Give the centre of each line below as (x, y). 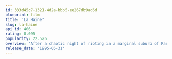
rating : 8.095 (20, 34)
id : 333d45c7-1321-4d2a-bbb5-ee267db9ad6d (51, 10)
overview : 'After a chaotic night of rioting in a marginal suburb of (82, 44)
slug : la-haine (21, 24)
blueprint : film (23, 15)
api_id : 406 (18, 29)
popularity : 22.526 (26, 39)
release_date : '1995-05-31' (35, 48)
